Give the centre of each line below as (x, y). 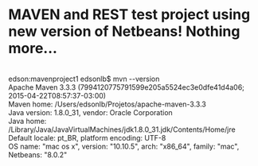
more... (33, 48)
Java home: (27, 121)
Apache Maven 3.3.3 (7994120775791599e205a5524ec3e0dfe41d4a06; (127, 87)
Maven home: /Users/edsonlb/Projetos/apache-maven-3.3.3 (107, 104)
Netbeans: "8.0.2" (38, 154)
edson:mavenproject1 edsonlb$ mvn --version (84, 79)
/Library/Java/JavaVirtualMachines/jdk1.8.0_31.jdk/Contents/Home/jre (122, 129)
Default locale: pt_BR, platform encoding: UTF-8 (87, 137)
